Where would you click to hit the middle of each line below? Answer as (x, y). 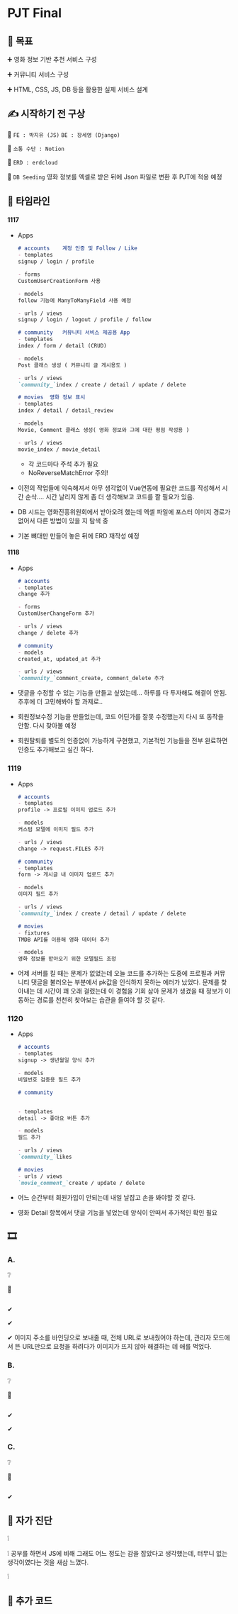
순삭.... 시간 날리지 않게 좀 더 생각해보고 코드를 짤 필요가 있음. (110, 496)
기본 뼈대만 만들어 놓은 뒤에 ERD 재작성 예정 (78, 535)
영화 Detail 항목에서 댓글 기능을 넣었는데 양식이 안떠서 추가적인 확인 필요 (118, 1212)
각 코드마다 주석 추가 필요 (63, 464)
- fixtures (34, 933)
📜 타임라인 (29, 201)
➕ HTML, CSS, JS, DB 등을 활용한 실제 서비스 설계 (78, 89)
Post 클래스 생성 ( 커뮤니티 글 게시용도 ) (72, 365)
